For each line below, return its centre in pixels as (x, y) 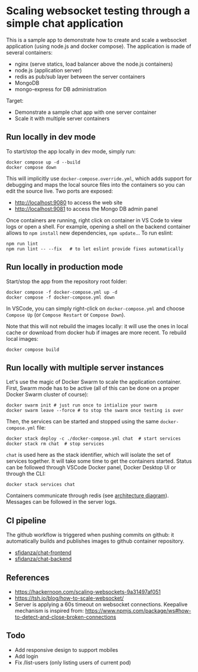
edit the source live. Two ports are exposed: (60, 191)
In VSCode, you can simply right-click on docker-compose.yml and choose (95, 308)
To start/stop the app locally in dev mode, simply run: (71, 151)
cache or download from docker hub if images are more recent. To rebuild (96, 332)
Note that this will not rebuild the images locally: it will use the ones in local (97, 326)
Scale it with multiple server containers (62, 118)
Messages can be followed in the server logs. (61, 502)
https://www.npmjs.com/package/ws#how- (138, 611)
